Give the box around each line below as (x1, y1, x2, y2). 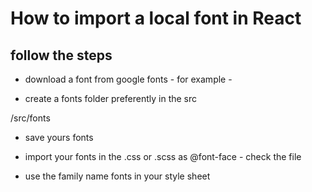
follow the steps (10, 47, 113, 64)
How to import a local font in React (10, 7, 302, 30)
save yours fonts (24, 132, 94, 143)
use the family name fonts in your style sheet (24, 170, 211, 182)
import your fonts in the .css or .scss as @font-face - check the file (24, 151, 302, 162)
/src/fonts (10, 112, 51, 124)
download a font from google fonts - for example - (24, 73, 233, 85)
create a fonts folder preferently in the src (24, 93, 198, 104)
